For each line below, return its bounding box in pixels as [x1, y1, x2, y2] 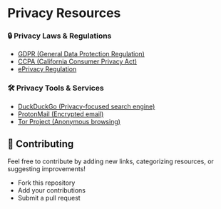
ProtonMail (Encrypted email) [17, 109, 104, 118]
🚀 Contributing [7, 138, 74, 151]
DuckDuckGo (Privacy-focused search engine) [17, 102, 155, 111]
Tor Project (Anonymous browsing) [17, 117, 121, 126]
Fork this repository [17, 178, 76, 187]
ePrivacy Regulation [17, 65, 77, 73]
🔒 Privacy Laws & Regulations [7, 31, 112, 41]
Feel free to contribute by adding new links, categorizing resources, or [7, 157, 214, 165]
